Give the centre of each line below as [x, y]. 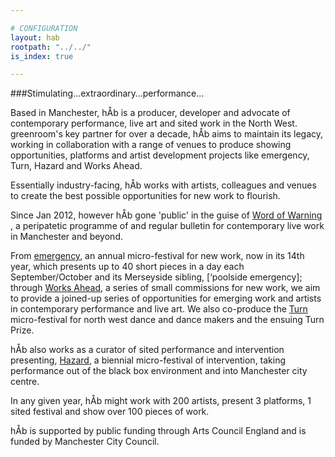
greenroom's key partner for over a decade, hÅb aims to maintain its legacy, [167, 134]
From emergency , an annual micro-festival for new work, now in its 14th [157, 256]
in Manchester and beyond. [66, 237]
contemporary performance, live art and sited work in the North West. [154, 123]
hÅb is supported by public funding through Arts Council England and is [158, 431]
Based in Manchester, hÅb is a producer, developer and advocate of [150, 113]
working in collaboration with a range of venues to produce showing [151, 145]
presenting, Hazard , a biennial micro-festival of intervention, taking [148, 360]
